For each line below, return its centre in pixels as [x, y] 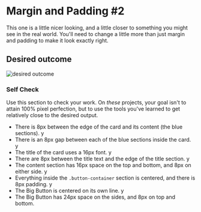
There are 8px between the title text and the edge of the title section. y [102, 159]
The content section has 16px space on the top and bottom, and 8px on [103, 165]
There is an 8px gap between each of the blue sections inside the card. [103, 140]
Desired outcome [39, 59]
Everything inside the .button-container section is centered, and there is [105, 178]
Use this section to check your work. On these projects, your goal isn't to [96, 103]
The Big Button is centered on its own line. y [69, 191]
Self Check [22, 89]
